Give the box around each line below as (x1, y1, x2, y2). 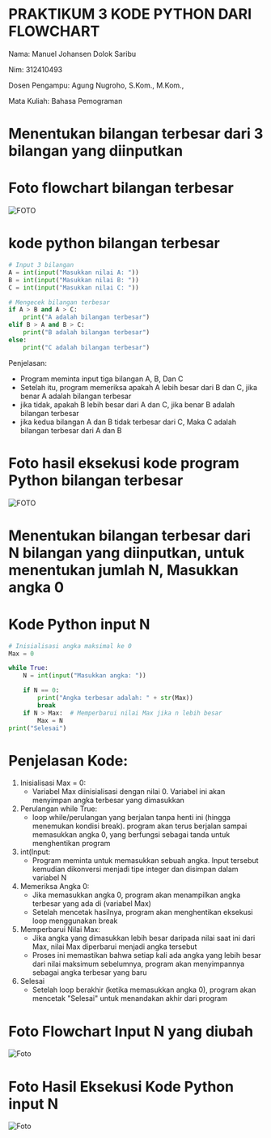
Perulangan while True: (19, 804, 98, 814)
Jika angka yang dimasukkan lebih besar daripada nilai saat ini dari (32, 934, 256, 943)
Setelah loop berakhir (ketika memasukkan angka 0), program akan (32, 985, 256, 994)
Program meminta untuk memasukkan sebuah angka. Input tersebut (32, 856, 259, 865)
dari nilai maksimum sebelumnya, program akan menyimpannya (32, 959, 245, 969)
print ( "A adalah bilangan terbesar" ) (23, 313, 150, 321)
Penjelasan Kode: (8, 751, 129, 770)
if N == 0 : (23, 686, 60, 694)
